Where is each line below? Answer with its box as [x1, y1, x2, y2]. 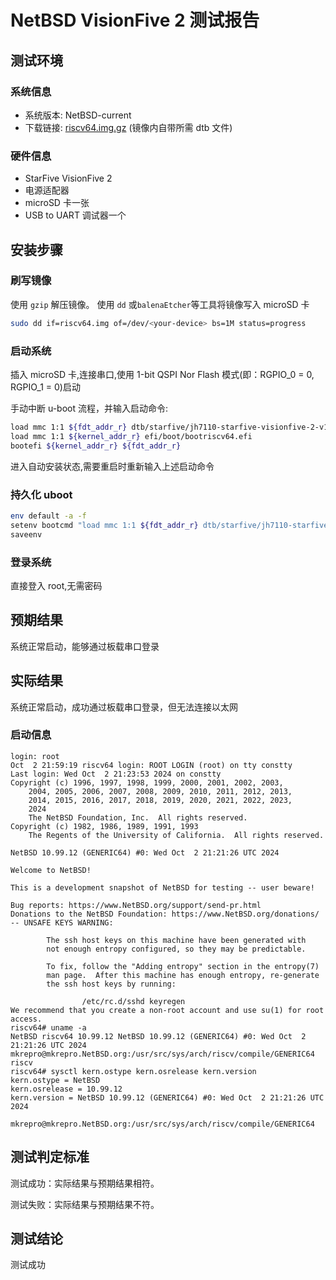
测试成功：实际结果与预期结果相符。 [10, 1177, 160, 1189]
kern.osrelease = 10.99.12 [10, 1084, 123, 1094]
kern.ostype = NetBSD [10, 1075, 101, 1085]
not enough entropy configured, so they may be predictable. [46, 944, 307, 954]
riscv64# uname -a [10, 1022, 87, 1033]
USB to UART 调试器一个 [24, 209, 127, 221]
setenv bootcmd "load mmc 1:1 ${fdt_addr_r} [10, 520, 199, 530]
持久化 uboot [10, 487, 73, 501]
